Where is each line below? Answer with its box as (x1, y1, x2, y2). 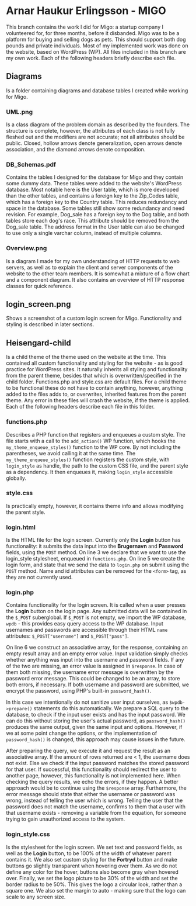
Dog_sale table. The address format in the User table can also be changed (6, 223, 185, 230)
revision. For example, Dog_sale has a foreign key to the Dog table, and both (6, 211, 190, 218)
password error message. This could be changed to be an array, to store (6, 675, 180, 682)
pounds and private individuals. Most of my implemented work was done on (6, 42, 188, 49)
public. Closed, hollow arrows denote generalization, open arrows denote (6, 140, 183, 147)
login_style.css (6, 830, 51, 838)
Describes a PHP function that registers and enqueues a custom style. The (6, 431, 185, 438)
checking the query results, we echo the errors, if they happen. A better (6, 779, 179, 786)
